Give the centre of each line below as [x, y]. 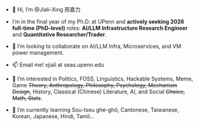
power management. [38, 53]
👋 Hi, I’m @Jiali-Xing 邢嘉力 [46, 9]
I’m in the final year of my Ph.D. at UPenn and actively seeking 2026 [98, 22]
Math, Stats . [27, 98]
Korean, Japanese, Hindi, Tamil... [53, 116]
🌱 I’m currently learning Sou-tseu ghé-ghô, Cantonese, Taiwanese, [96, 110]
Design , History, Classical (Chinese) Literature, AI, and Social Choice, [98, 91]
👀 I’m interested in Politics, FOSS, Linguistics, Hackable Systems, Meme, [103, 79]
